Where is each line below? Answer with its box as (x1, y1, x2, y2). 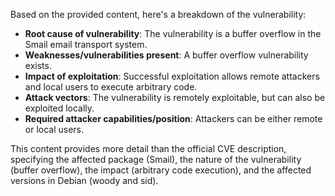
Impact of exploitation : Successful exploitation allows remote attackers (24, 70, 320, 82)
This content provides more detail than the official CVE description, (10, 143, 287, 154)
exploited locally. (24, 102, 95, 114)
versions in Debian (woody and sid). (10, 175, 159, 186)
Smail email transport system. (24, 39, 148, 50)
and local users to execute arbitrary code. (24, 81, 198, 93)
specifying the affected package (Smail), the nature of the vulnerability (10, 154, 302, 165)
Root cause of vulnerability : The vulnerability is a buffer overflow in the (24, 28, 322, 39)
